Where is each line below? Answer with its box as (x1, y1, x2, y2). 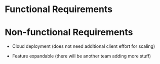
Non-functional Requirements (5, 27, 133, 38)
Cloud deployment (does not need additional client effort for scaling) (12, 43, 155, 49)
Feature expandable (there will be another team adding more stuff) (12, 53, 151, 59)
